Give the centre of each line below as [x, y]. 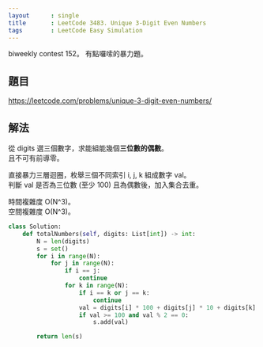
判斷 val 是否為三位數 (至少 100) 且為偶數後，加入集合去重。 [106, 185]
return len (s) [60, 337]
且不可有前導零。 [36, 158]
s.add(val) [111, 322]
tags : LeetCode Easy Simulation [76, 30]
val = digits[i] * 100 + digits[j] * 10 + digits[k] [167, 307]
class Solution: [35, 227]
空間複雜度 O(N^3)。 [41, 212]
